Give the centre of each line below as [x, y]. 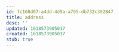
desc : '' [17, 23]
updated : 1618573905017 [36, 28]
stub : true [20, 39]
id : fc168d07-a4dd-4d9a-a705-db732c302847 [60, 12]
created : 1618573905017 [36, 34]
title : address [25, 17]
